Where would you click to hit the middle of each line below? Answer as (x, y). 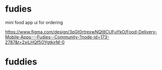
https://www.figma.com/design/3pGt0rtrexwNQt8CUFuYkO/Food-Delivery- (81, 32)
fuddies (21, 62)
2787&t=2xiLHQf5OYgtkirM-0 (35, 42)
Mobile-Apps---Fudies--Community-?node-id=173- (57, 37)
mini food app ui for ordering (34, 22)
